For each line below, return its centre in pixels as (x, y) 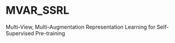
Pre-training (50, 33)
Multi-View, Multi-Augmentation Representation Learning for (81, 27)
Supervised (20, 33)
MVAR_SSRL (38, 10)
